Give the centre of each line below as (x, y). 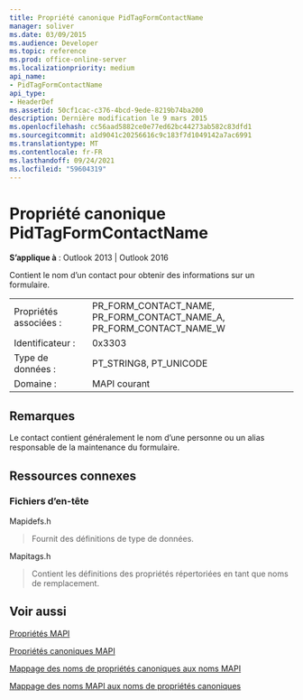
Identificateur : (45, 343)
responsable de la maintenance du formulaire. (95, 447)
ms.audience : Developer (54, 43)
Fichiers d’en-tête (49, 501)
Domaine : (35, 384)
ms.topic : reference (48, 51)
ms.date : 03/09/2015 (48, 34)
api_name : (28, 77)
